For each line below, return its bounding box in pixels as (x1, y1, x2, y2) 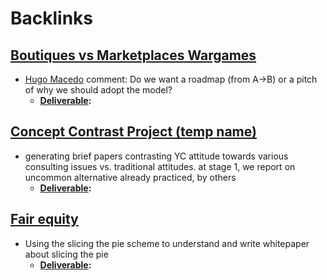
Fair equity (10, 211, 79, 228)
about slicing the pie (24, 248, 109, 260)
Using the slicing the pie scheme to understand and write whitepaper (24, 237, 310, 249)
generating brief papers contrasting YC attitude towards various (24, 150, 289, 162)
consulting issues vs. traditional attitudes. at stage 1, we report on (24, 160, 296, 172)
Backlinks (10, 7, 94, 30)
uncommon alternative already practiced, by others (24, 171, 237, 183)
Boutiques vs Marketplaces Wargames (10, 47, 257, 64)
